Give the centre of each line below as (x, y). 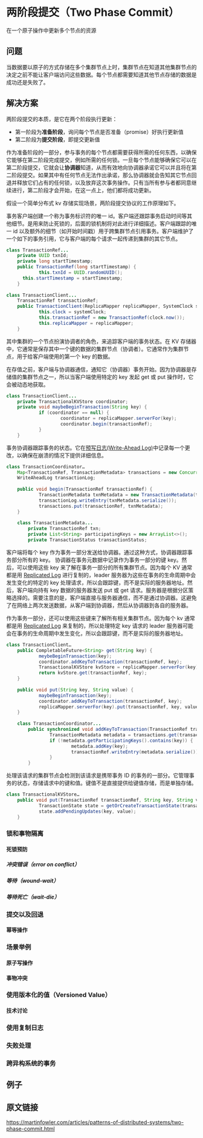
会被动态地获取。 (27, 384)
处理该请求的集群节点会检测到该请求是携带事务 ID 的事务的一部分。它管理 (98, 776)
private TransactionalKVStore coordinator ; (73, 401)
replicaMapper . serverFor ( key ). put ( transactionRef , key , (110, 707)
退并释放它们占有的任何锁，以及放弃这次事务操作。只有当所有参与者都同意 (99, 182)
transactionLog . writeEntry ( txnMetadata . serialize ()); (108, 501)
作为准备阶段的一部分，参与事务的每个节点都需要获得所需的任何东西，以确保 (101, 152)
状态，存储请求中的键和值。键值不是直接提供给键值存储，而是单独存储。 (107, 783)
